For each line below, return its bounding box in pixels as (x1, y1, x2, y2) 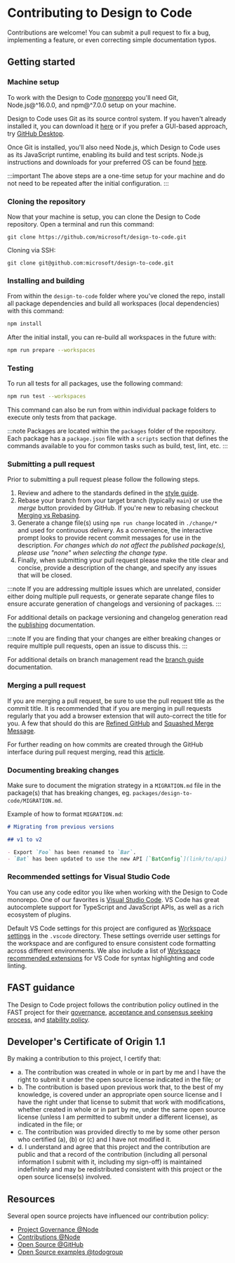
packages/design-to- (132, 790, 193, 797)
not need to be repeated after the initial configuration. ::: (7, 179, 170, 187)
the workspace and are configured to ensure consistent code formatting (7, 939, 216, 947)
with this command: (7, 307, 65, 315)
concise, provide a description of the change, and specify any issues (17, 564, 217, 572)
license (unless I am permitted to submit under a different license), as (17, 1113, 218, 1122)
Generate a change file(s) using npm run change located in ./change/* (17, 519, 218, 527)
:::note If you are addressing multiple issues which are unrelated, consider (7, 585, 221, 593)
